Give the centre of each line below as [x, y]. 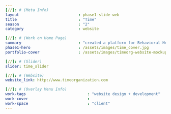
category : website [52, 29]
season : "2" [48, 24]
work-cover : [48, 99]
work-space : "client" [58, 103]
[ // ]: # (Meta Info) [27, 10]
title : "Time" [51, 19]
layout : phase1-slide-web [62, 15]
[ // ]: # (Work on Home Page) [36, 38]
